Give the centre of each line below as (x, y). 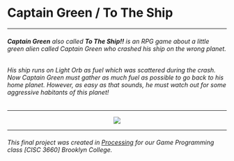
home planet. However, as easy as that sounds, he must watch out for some (117, 85)
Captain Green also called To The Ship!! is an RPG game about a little (108, 41)
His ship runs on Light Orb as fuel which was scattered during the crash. (111, 70)
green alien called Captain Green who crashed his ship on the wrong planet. (117, 48)
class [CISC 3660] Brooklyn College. (60, 150)
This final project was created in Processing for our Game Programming (111, 143)
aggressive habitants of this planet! (58, 93)
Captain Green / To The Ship (90, 13)
